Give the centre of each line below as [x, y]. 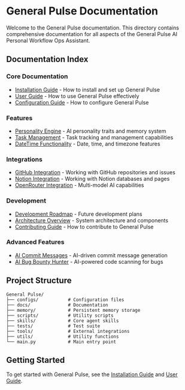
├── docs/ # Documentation [57, 305]
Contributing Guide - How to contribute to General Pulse [84, 227]
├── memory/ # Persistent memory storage [73, 310]
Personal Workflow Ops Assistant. [48, 40]
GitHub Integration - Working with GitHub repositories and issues [95, 172]
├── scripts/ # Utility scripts [60, 315]
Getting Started [36, 360]
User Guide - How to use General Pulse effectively [77, 96]
